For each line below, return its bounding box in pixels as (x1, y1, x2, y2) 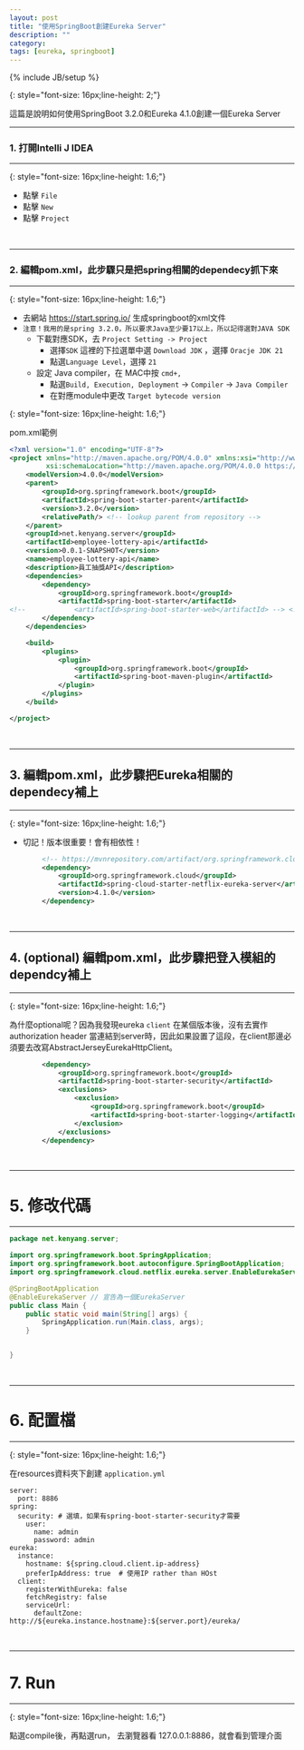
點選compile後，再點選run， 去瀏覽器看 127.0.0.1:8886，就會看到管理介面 (9, 1730, 282, 1741)
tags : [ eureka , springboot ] (9, 47, 116, 56)
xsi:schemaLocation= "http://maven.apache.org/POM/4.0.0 (45, 462, 261, 471)
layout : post (9, 13, 59, 23)
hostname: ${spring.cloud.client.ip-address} (25, 1558, 201, 1568)
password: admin (33, 1535, 95, 1544)
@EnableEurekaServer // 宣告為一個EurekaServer (9, 1293, 185, 1302)
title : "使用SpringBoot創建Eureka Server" (9, 22, 166, 31)
